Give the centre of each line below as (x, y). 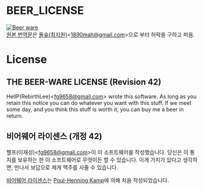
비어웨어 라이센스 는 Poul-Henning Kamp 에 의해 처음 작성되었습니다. (88, 180)
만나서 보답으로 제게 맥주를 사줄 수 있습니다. (66, 167)
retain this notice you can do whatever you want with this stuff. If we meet (99, 103)
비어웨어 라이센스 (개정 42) (54, 136)
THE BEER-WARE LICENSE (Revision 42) (84, 82)
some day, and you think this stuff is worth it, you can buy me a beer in (95, 109)
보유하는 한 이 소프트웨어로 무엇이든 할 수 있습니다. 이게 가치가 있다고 (99, 160)
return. (15, 115)
